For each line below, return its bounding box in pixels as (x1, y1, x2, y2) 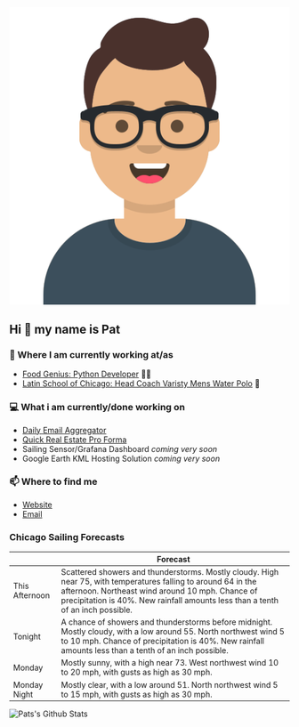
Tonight (12, 631, 42, 642)
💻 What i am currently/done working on (9, 401, 185, 414)
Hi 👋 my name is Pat (9, 321, 121, 336)
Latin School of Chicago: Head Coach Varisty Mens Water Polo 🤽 (21, 378, 261, 389)
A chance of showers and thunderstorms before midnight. (61, 617, 273, 627)
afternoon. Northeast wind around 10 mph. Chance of (61, 586, 258, 596)
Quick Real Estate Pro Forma (21, 434, 127, 445)
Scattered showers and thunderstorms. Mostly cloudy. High (61, 566, 279, 577)
